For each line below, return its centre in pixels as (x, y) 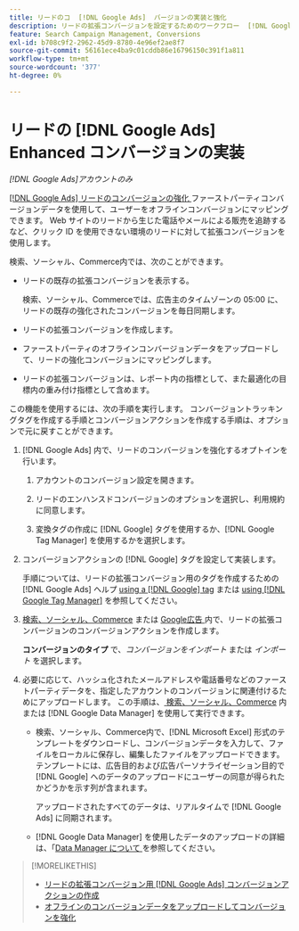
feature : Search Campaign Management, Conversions (105, 34)
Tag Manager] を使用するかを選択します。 (113, 540)
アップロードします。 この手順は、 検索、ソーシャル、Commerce (158, 702)
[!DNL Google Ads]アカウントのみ (71, 178)
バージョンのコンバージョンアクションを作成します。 (127, 630)
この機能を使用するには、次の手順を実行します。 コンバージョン (127, 408)
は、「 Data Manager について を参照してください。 (128, 847)
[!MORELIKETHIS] (64, 865)
